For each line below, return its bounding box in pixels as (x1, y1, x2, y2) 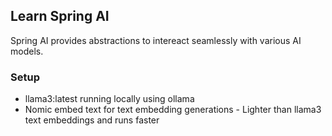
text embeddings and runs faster (24, 114, 160, 126)
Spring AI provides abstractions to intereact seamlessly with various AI (10, 34, 302, 46)
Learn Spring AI (10, 8, 110, 25)
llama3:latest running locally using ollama (24, 93, 195, 105)
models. (10, 45, 44, 57)
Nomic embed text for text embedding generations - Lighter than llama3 (24, 104, 322, 116)
